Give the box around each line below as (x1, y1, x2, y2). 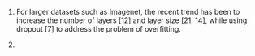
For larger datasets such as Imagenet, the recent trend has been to (15, 7, 240, 16)
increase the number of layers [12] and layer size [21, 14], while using (15, 15, 248, 25)
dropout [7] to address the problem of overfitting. (15, 24, 181, 33)
